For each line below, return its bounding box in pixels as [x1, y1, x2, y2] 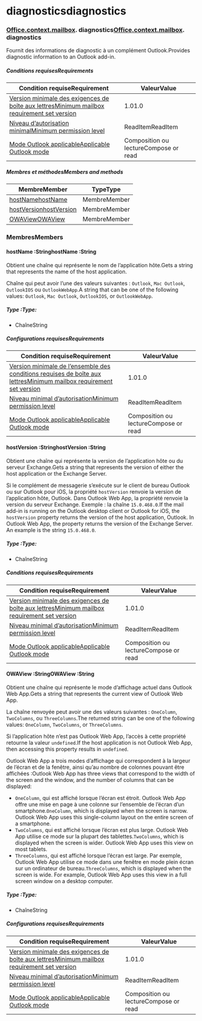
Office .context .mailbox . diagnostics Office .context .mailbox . [6, 26, 185, 34]
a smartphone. [14, 820, 51, 827]
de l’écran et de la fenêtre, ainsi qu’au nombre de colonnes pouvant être [6, 763, 185, 771]
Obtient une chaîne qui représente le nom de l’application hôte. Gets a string [6, 261, 194, 268]
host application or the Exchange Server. [6, 470, 107, 477]
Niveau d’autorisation [9, 119, 69, 128]
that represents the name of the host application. [6, 268, 127, 275]
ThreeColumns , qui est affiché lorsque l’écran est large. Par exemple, [14, 852, 182, 859]
